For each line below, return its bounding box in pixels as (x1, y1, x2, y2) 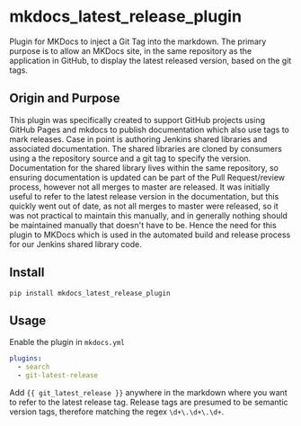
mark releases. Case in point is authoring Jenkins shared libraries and (9, 133, 268, 145)
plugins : (9, 354, 42, 363)
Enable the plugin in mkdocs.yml (9, 337, 126, 348)
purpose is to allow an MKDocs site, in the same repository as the (9, 45, 252, 56)
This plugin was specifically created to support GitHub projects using (9, 114, 265, 125)
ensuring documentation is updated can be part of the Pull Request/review (9, 172, 286, 182)
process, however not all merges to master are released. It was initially (9, 182, 270, 192)
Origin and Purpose (9, 91, 120, 106)
